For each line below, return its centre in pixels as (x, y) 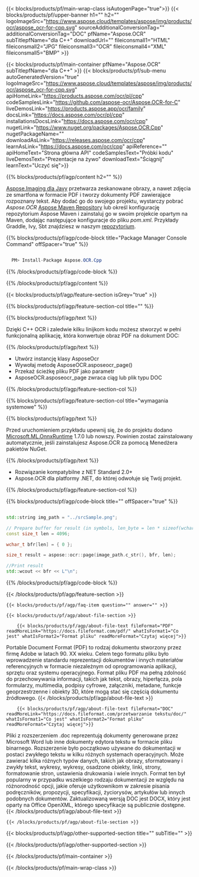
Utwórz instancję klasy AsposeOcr (57, 359)
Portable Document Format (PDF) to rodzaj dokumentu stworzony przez (94, 647)
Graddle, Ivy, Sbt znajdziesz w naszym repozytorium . (71, 226)
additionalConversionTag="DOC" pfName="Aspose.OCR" (76, 34)
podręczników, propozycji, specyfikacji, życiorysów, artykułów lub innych (96, 792)
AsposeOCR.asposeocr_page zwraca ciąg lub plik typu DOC (88, 378)
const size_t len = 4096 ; (38, 534)
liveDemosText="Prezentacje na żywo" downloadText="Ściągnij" (85, 159)
